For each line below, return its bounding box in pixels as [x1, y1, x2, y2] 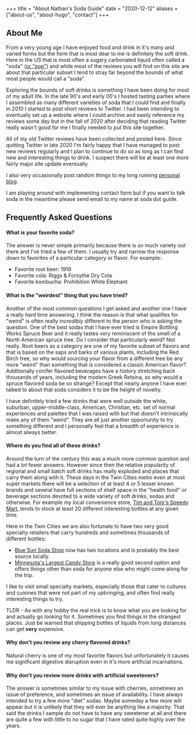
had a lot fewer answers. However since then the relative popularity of [6, 461, 176, 468]
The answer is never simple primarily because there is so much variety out [6, 242, 186, 249]
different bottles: [6, 535, 46, 542]
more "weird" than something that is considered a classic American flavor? [6, 361, 187, 368]
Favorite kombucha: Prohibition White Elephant [14, 278, 128, 286]
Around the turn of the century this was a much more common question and [6, 455, 190, 462]
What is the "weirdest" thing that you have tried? [6, 292, 128, 298]
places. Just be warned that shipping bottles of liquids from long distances [6, 619, 187, 626]
